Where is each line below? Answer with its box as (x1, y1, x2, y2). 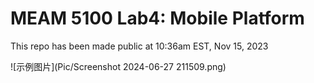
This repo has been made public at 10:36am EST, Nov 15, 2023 (10, 40, 269, 52)
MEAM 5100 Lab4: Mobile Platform (10, 7, 305, 30)
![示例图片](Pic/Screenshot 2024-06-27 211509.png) (10, 60, 227, 72)
